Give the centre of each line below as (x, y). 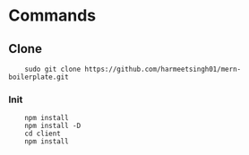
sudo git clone (53, 69)
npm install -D (53, 126)
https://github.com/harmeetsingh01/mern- (163, 69)
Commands (52, 16)
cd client (43, 134)
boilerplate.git (39, 77)
